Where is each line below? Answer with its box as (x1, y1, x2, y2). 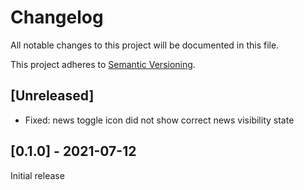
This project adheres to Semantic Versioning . (10, 58, 196, 70)
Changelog (10, 6, 104, 29)
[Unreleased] (10, 87, 95, 105)
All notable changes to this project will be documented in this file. (10, 39, 280, 51)
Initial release (10, 169, 65, 181)
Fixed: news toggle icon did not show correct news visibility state (24, 114, 295, 126)
